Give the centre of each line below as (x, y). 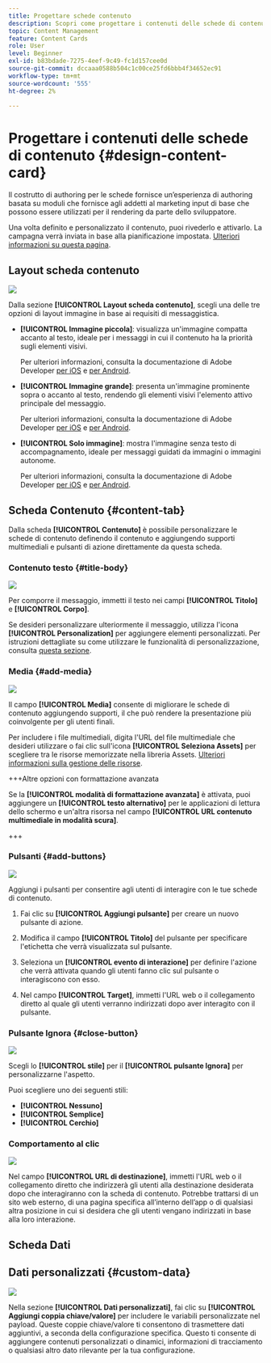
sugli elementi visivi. (54, 346)
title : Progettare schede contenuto (70, 16)
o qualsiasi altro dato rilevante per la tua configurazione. (102, 1350)
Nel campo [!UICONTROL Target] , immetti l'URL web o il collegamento (138, 994)
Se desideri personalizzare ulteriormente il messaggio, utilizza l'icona (124, 625)
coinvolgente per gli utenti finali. (62, 721)
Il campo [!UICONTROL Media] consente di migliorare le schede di (119, 704)
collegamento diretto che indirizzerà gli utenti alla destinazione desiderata (131, 1185)
